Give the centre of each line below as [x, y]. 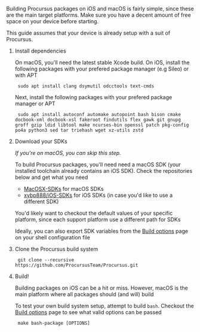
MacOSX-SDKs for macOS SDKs [64, 189]
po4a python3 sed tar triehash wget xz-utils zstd [79, 130]
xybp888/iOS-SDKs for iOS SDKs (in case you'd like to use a [98, 195]
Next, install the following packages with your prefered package [93, 97]
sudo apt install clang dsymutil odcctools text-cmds [86, 86]
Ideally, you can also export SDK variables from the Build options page [101, 231]
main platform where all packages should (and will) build [84, 294]
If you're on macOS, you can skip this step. [68, 153]
